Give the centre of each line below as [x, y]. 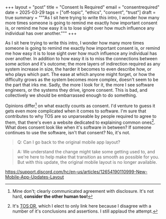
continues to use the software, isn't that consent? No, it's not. [68, 133]
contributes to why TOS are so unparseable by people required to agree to [81, 116]
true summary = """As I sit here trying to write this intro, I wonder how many [82, 18]
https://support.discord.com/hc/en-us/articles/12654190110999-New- [76, 172]
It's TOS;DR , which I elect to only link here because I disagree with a [82, 206]
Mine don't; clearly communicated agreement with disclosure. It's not [83, 191]
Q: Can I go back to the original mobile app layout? [69, 142]
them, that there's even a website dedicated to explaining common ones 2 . [80, 122]
